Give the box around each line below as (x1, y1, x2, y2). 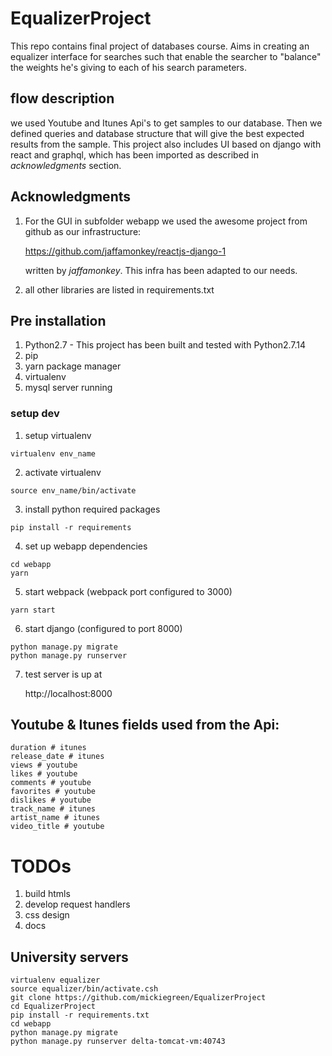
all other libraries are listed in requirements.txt (24, 283, 215, 296)
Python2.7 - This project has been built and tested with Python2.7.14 (24, 339, 307, 351)
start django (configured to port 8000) (24, 622, 183, 634)
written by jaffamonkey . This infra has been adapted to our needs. (24, 264, 298, 276)
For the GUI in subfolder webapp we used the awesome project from (24, 215, 308, 227)
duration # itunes (10, 743, 87, 753)
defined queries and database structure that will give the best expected (10, 127, 305, 139)
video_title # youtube (10, 822, 105, 832)
